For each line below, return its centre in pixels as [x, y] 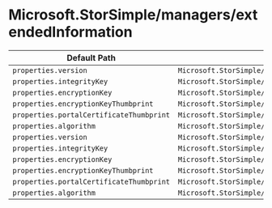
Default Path [91, 57]
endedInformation [70, 32]
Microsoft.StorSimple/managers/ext [133, 15]
